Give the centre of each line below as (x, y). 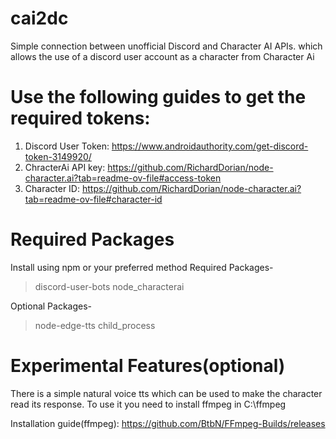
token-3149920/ (58, 156)
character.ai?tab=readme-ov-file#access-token (123, 178)
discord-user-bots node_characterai (109, 286)
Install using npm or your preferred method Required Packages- (142, 267)
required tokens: (80, 118)
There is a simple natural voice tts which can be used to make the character (166, 393)
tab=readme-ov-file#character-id (93, 199)
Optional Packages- (51, 306)
